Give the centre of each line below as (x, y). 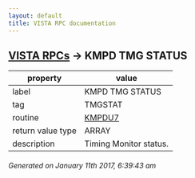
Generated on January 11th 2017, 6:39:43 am (82, 165)
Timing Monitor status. (127, 144)
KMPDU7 (102, 118)
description (34, 144)
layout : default (35, 16)
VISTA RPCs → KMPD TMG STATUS (98, 56)
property (45, 79)
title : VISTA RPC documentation (62, 23)
